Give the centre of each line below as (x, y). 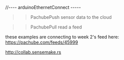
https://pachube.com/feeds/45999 (42, 42)
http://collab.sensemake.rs (33, 52)
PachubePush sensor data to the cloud (71, 17)
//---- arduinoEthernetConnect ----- (43, 7)
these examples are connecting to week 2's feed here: (62, 37)
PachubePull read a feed (56, 27)
